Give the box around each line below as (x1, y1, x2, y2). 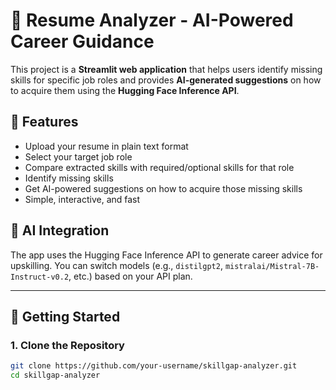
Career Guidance (10, 30, 155, 53)
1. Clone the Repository (10, 338, 125, 352)
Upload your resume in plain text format (24, 140, 189, 152)
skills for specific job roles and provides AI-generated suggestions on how (10, 74, 322, 86)
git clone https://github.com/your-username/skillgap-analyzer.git (10, 361, 298, 371)
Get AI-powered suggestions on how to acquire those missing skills (24, 182, 303, 194)
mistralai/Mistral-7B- (224, 261, 320, 271)
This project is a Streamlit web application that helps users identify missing (10, 63, 323, 75)
